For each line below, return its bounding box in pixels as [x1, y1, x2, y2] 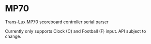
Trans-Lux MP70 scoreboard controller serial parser [5, 19, 109, 25]
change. [5, 33, 22, 39]
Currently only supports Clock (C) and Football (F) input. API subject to [5, 28, 146, 34]
